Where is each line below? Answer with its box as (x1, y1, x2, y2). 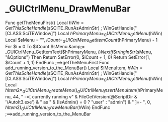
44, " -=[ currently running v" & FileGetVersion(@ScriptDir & (13, 94, 137, 100)
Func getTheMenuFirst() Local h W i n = (5, 20, 84, 26)
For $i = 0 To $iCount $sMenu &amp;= (5, 43, 85, 49)
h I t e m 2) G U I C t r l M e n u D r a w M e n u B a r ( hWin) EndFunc (5, 104, 111, 111)
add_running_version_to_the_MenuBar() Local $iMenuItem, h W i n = (5, 65, 143, 71)
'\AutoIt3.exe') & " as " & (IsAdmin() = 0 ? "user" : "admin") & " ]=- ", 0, (5, 99, 151, 105)
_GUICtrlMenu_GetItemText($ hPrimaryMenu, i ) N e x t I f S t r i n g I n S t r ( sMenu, (5, 49, 152, 55)
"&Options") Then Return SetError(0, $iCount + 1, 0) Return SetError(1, (5, 54, 150, 60)
